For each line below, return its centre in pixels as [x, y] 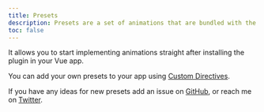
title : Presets [33, 15]
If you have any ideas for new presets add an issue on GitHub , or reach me [130, 91]
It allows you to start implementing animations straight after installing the [126, 53]
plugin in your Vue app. [46, 61]
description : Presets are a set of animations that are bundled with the [132, 23]
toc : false [26, 30]
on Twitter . [26, 100]
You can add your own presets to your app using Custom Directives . [119, 77]
